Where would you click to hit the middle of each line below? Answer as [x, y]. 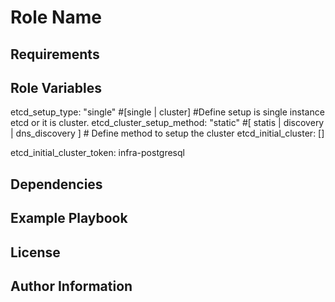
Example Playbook [69, 218]
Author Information [71, 286]
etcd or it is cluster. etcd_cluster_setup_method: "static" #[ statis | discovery [167, 123]
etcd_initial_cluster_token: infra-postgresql [97, 153]
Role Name [56, 17]
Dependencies [56, 184]
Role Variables [56, 87]
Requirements [55, 54]
